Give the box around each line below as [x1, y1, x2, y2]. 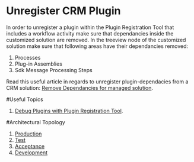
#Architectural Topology [6, 118, 65, 125]
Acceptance [14, 142, 45, 150]
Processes [14, 54, 41, 61]
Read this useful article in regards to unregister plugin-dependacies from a [6, 78, 189, 85]
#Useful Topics [6, 96, 43, 103]
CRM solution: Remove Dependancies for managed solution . [6, 84, 153, 91]
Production [14, 130, 42, 137]
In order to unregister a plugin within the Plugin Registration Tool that [6, 24, 174, 31]
